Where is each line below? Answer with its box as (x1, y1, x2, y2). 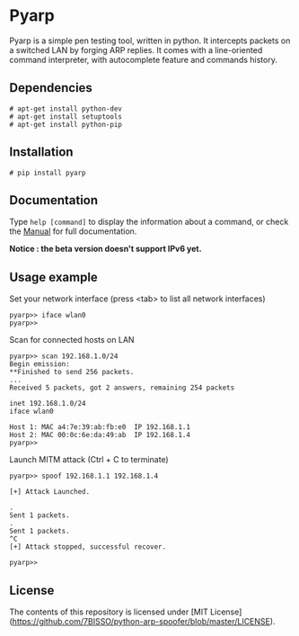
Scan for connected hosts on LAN (9, 335, 135, 345)
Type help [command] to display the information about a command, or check (9, 217, 289, 228)
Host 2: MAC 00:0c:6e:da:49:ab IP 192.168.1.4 (9, 431, 191, 440)
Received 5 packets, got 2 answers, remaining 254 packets (9, 383, 235, 392)
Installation (9, 145, 74, 160)
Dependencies (9, 80, 92, 95)
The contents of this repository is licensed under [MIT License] (9, 606, 242, 617)
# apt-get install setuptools (9, 112, 123, 121)
